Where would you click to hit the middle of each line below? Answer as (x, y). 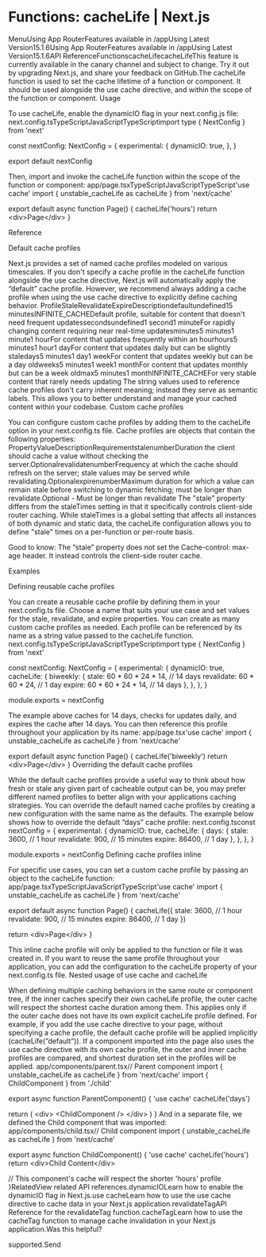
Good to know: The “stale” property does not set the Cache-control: (120, 547)
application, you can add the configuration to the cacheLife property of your (133, 966)
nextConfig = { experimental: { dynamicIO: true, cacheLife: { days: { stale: (128, 831)
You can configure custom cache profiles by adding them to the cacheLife (129, 422)
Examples (24, 571)
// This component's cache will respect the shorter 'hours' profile (115, 1178)
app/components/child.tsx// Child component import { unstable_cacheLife (129, 1131)
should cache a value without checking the (79, 456)
